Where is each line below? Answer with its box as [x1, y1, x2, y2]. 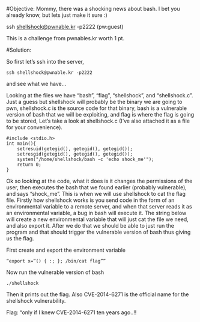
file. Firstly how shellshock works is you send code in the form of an [6, 196, 175, 204]
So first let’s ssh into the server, [6, 58, 84, 65]
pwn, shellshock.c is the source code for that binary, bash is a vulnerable [6, 105, 187, 112]
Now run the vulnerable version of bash [6, 269, 105, 276]
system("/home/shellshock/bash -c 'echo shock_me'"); [17, 156, 154, 162]
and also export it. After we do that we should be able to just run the [6, 222, 174, 229]
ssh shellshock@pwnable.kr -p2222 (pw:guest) [6, 23, 124, 30]
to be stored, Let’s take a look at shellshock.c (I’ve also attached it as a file [6, 117, 190, 124]
